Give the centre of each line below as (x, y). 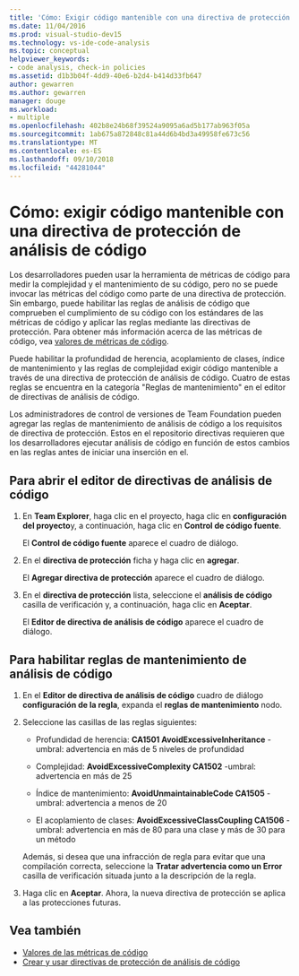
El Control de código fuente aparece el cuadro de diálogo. (130, 543)
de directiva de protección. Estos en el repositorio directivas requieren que (147, 433)
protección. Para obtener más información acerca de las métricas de (136, 332)
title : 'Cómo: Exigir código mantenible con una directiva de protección (150, 17)
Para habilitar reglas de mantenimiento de (128, 660)
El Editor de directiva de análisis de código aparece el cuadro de (143, 622)
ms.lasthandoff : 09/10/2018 (62, 159)
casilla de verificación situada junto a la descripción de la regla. (139, 876)
